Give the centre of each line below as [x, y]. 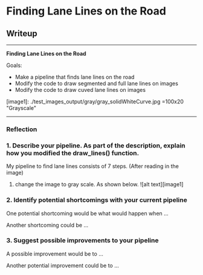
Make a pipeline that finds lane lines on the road [75, 77]
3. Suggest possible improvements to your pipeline [82, 241]
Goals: [14, 65]
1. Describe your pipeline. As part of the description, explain [96, 145]
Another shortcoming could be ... [47, 225]
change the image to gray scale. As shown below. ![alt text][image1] [99, 184]
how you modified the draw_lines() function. [73, 153]
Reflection [22, 129]
